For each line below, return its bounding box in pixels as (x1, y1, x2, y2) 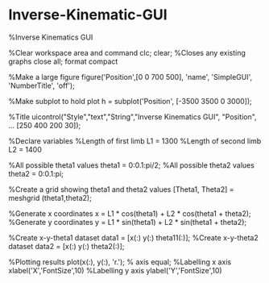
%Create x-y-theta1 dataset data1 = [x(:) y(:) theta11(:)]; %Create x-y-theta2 (8, 232, 259, 243)
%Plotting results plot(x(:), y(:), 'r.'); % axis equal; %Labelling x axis (8, 256, 232, 267)
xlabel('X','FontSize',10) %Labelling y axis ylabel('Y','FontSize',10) (8, 265, 223, 275)
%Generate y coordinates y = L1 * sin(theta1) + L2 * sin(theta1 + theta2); (8, 217, 247, 227)
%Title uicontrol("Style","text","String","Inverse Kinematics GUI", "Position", (8, 111, 257, 122)
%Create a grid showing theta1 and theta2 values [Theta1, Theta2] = (8, 184, 234, 194)
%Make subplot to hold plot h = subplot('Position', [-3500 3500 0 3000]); (8, 96, 252, 106)
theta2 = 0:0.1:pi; (8, 169, 64, 178)
